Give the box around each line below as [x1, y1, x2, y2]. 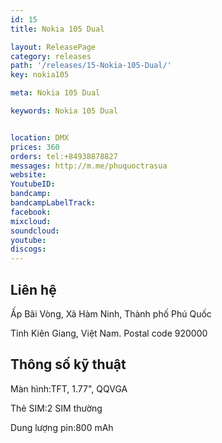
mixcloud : [10, 216, 52, 226]
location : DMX [10, 132, 70, 143]
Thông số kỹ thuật [10, 356, 127, 373]
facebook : [10, 207, 52, 217]
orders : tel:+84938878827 [10, 151, 118, 161]
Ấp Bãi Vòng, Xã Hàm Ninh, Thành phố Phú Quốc [10, 307, 212, 320]
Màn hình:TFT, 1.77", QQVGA [10, 382, 128, 395]
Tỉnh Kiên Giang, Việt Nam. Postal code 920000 [10, 327, 208, 339]
